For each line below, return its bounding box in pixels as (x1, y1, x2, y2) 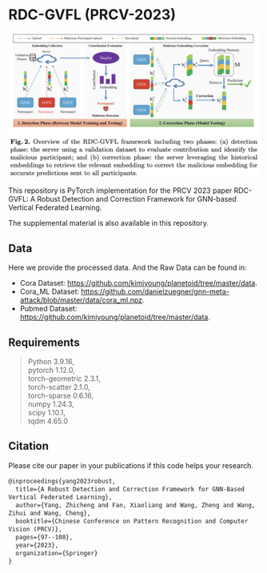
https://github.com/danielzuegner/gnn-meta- (81, 286, 230, 297)
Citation (8, 439, 50, 453)
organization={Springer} (15, 549, 98, 557)
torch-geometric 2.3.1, (27, 374, 102, 383)
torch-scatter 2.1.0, (27, 382, 90, 391)
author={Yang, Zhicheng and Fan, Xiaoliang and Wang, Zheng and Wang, (15, 501, 256, 509)
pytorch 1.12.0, (27, 365, 76, 375)
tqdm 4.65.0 (27, 416, 68, 426)
